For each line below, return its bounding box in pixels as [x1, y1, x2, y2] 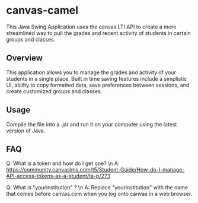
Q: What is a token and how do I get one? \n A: [6, 160, 120, 167]
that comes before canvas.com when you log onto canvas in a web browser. [6, 191, 193, 198]
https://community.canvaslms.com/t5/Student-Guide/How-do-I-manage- [6, 166, 185, 173]
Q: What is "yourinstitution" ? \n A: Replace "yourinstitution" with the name [6, 184, 189, 191]
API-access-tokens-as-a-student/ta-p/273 [6, 173, 111, 180]
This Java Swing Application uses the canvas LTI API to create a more [6, 23, 177, 30]
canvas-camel [6, 4, 79, 17]
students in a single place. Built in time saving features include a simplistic [6, 75, 187, 82]
